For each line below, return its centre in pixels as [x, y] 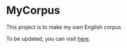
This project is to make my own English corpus [64, 27]
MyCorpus [33, 10]
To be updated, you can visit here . [49, 38]
